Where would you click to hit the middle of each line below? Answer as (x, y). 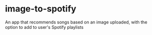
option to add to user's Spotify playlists (44, 27)
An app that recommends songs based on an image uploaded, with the (76, 22)
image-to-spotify (41, 9)
